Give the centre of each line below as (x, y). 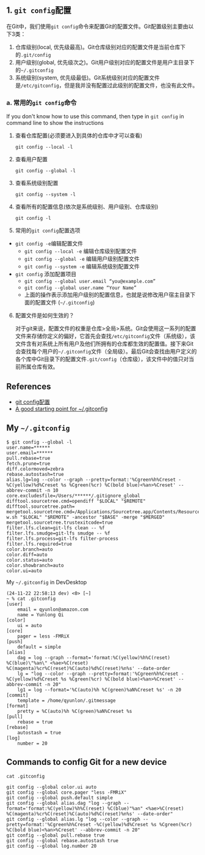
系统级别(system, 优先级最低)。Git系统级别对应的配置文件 (87, 77)
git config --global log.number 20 (52, 846)
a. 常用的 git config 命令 (41, 102)
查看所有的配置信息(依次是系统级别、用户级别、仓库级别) (87, 207)
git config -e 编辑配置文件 (49, 244)
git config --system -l (45, 195)
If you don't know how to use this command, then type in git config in (95, 116)
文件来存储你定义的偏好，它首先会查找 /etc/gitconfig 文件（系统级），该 (105, 336)
